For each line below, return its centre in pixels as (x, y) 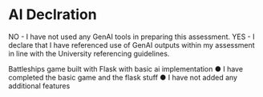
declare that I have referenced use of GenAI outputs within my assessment (131, 45)
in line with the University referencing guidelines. (89, 53)
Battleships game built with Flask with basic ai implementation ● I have (125, 68)
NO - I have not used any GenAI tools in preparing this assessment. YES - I (131, 37)
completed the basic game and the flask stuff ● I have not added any (123, 77)
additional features (39, 86)
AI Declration (53, 15)
